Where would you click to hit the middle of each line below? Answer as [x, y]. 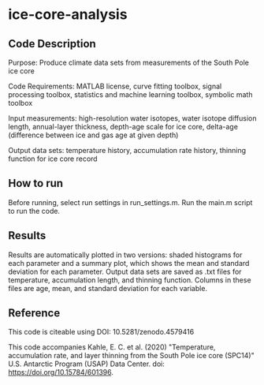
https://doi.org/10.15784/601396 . [61, 372]
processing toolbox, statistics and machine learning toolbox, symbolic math [130, 95]
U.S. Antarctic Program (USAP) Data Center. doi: [87, 364]
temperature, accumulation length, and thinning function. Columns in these [130, 280]
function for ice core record [53, 159]
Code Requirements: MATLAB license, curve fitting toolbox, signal [115, 86]
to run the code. [34, 211]
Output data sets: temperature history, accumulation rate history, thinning [127, 150]
